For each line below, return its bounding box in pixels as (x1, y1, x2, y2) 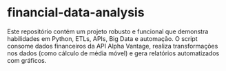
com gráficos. (7, 56, 47, 64)
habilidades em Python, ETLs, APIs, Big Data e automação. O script (7, 34, 198, 42)
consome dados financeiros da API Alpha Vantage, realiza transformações (7, 42, 218, 50)
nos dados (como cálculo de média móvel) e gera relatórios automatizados (7, 49, 220, 57)
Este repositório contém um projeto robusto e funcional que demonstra (7, 27, 209, 35)
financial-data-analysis (7, 5, 145, 20)
